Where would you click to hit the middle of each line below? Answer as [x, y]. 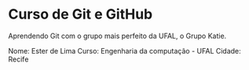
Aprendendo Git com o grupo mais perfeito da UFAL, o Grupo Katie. [117, 36]
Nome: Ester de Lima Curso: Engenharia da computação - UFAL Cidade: [124, 51]
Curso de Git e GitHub [81, 14]
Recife [18, 59]
